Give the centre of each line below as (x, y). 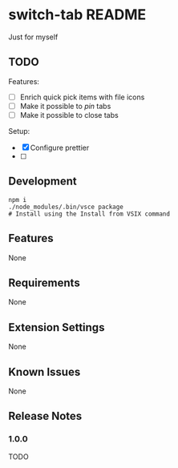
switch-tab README (77, 15)
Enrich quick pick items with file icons (82, 97)
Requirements (44, 282)
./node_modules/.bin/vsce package (66, 207)
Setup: (19, 131)
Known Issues (44, 371)
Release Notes (45, 416)
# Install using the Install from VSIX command (89, 214)
